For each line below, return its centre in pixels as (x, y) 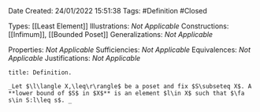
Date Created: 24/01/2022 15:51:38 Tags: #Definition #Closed (108, 11)
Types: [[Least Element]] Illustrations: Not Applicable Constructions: (119, 26)
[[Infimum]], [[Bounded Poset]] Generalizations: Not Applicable (111, 34)
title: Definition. (40, 73)
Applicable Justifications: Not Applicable (74, 58)
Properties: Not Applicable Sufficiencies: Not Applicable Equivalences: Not (129, 50)
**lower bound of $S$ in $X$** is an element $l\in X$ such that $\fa (126, 93)
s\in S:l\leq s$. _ (40, 100)
